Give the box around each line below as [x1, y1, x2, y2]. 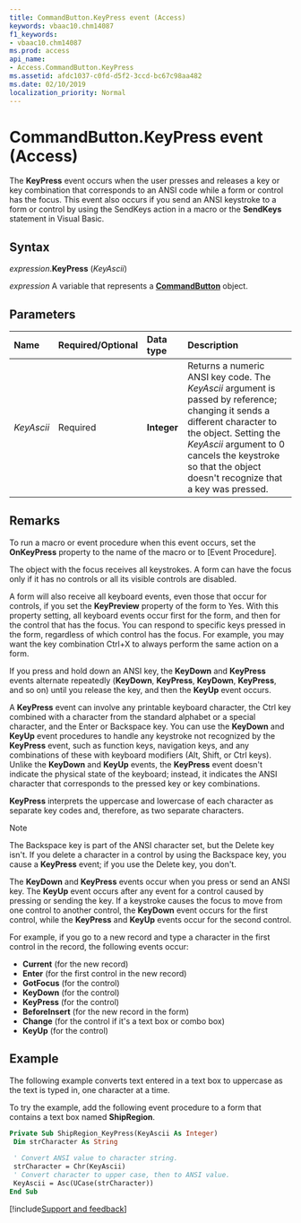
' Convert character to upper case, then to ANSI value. [13, 1171, 230, 1180]
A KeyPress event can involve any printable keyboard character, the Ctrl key [9, 701, 291, 713]
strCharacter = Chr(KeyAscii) [13, 1162, 126, 1171]
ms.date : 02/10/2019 [9, 80, 87, 89]
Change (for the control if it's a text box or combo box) [21, 1015, 226, 1027]
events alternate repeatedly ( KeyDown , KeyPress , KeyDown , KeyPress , [9, 674, 277, 686]
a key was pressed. [187, 483, 269, 496]
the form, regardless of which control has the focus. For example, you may [9, 629, 285, 639]
